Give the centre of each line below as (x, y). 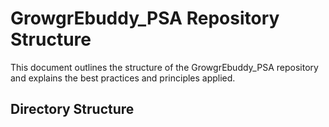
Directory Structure (72, 109)
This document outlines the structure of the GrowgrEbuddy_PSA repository (164, 67)
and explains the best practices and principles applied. (123, 78)
